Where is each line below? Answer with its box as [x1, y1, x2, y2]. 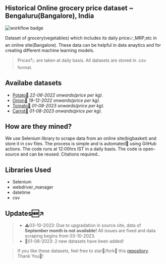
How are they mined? [5, 122, 72, 131]
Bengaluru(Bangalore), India [5, 12, 94, 20]
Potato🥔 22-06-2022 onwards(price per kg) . [12, 92, 103, 98]
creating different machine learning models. [5, 47, 95, 53]
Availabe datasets [5, 79, 62, 88]
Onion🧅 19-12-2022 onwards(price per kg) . [12, 97, 101, 103]
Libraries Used [5, 166, 51, 174]
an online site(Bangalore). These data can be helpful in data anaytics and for [5, 42, 161, 48]
